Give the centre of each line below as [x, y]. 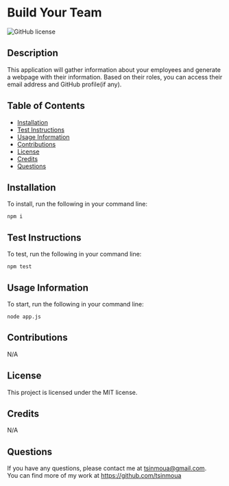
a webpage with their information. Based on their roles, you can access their [115, 77]
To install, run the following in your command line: [77, 204]
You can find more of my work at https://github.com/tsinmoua [94, 476]
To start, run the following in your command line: [75, 304]
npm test [20, 267]
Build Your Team [55, 13]
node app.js [24, 317]
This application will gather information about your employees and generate [114, 69]
